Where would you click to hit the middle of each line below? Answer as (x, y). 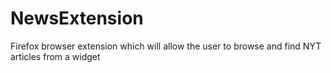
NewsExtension (77, 18)
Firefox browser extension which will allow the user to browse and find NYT (166, 46)
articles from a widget (55, 56)
